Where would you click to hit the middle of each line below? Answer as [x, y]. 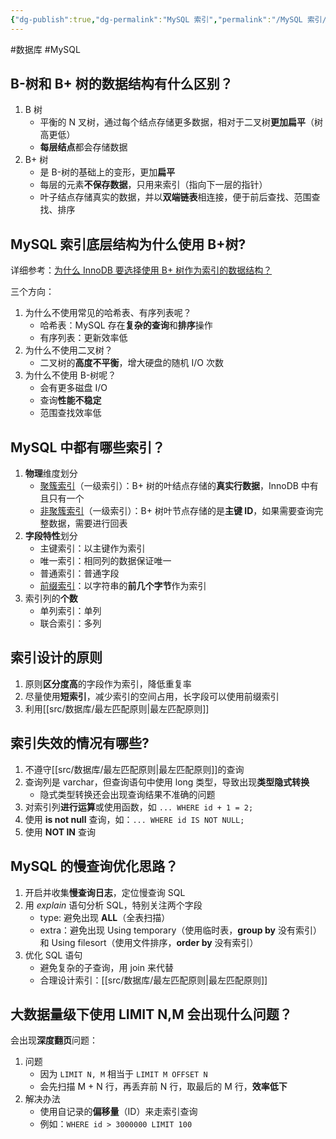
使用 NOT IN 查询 [60, 832]
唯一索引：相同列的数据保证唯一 [105, 561]
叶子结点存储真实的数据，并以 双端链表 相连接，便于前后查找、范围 [175, 197]
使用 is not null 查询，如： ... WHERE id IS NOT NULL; [134, 819]
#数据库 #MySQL [45, 49]
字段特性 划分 [51, 536]
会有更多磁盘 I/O [73, 388]
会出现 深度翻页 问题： [54, 1040]
